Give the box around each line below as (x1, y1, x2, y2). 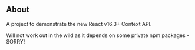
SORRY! (6, 38, 25, 45)
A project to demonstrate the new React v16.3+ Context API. (6, 20, 152, 27)
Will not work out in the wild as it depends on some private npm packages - (6, 32, 190, 39)
